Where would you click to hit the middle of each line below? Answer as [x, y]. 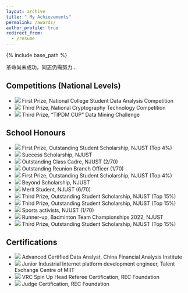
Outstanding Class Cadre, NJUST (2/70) [70, 162]
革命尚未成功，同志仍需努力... [42, 67]
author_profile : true [32, 28]
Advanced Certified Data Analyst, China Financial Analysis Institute [102, 257]
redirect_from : [24, 33]
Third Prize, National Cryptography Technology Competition [94, 107]
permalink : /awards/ [31, 22]
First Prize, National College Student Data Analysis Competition [97, 100]
